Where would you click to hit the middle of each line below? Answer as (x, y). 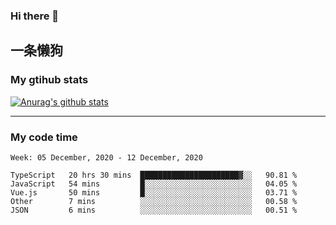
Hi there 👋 (35, 16)
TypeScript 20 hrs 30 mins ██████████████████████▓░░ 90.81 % (154, 175)
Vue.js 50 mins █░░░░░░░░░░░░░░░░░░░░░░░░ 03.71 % (154, 192)
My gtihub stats (49, 80)
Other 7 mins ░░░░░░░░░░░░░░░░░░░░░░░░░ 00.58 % (154, 201)
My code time (44, 137)
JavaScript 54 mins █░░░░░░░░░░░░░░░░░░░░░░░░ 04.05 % (154, 184)
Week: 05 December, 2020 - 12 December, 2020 (106, 157)
